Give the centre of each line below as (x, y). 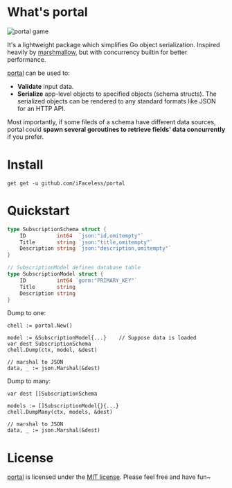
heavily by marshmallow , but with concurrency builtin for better (97, 52)
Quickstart (39, 211)
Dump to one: (27, 313)
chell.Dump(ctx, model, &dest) (52, 350)
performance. (27, 59)
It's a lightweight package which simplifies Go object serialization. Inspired (114, 44)
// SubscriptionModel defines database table (74, 268)
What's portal (47, 12)
